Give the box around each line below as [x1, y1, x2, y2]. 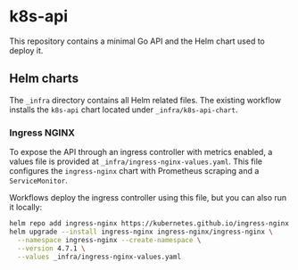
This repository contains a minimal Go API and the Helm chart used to [9, 36, 266, 46]
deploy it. [9, 45, 44, 55]
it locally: [9, 202, 43, 213]
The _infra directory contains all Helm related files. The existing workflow [9, 94, 281, 105]
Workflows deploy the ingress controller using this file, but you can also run [9, 192, 287, 203]
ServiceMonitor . [9, 176, 69, 186]
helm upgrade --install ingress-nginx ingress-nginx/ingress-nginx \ [9, 227, 274, 236]
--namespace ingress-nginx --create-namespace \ [17, 235, 202, 244]
